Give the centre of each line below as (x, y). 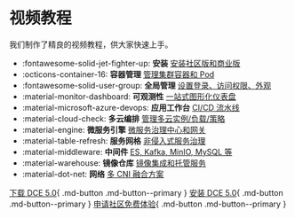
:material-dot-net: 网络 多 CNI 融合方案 (93, 174)
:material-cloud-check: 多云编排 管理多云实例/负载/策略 (124, 118)
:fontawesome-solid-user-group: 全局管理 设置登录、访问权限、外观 (147, 85)
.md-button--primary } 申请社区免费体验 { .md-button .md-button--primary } (148, 204)
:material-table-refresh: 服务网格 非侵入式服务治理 (114, 140)
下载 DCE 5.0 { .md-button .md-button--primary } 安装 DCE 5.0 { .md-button (147, 192)
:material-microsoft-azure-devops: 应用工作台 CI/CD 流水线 (131, 107)
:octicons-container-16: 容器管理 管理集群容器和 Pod (118, 74)
